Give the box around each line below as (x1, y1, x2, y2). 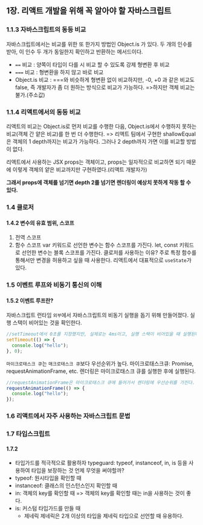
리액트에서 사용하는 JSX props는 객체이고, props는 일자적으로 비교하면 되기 (6, 158, 185, 166)
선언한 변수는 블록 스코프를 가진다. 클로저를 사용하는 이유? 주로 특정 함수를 (21, 249, 197, 256)
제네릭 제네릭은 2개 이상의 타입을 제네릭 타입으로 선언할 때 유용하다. (24, 512, 184, 520)
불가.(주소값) (14, 91, 45, 98)
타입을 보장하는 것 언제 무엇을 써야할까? (31, 467, 125, 474)
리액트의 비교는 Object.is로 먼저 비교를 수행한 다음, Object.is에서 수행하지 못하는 (6, 122, 197, 130)
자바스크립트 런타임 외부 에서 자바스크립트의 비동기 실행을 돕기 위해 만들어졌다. (6, 312, 189, 319)
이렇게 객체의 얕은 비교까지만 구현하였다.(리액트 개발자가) (12, 166, 147, 173)
